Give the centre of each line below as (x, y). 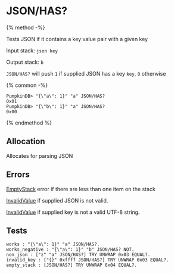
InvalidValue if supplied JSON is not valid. (57, 200)
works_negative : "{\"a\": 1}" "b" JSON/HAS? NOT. (70, 250)
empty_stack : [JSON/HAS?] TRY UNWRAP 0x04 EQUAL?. (72, 265)
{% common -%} (27, 85)
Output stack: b (25, 62)
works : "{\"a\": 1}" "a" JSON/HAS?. (53, 245)
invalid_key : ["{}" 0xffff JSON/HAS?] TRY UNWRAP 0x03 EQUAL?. (88, 260)
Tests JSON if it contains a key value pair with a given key (77, 39)
